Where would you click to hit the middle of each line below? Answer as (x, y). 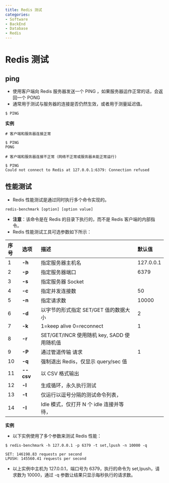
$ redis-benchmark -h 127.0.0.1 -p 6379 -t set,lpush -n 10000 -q (76, 445)
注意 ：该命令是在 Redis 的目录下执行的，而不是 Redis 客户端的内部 (81, 219)
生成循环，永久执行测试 (69, 385)
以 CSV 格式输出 (60, 373)
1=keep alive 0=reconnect (72, 326)
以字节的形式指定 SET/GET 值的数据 (83, 310)
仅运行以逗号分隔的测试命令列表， (81, 394)
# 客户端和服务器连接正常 (28, 134)
